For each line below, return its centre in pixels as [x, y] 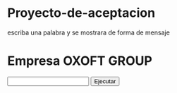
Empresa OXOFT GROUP [80, 61]
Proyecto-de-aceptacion [81, 13]
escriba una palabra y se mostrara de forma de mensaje [89, 32]
